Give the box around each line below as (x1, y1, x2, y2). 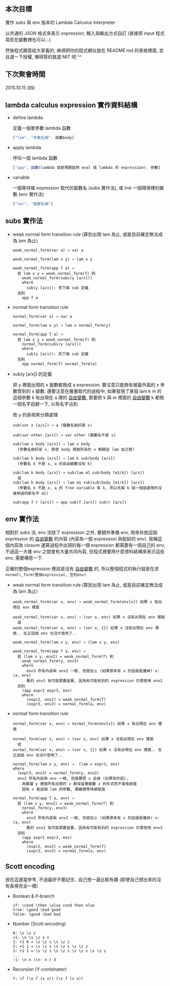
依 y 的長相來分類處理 (12, 411, 58, 417)
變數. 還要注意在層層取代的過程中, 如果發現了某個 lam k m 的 (35, 388, 162, 394)
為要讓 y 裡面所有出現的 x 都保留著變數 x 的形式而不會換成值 (22, 781, 137, 786)
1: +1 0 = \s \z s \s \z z (12, 939, 70, 944)
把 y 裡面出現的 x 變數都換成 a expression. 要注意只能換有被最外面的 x (12, 381, 159, 388)
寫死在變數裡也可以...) (5, 36, 51, 42)
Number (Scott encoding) (12, 920, 66, 926)
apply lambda (12, 145, 42, 151)
